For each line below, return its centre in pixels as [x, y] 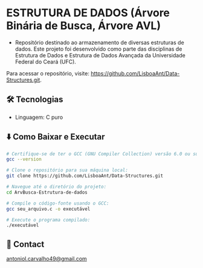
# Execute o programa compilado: [48, 220]
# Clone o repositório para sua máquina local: [67, 170]
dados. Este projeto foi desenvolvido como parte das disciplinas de [98, 49]
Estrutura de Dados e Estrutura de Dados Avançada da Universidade [100, 55]
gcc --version [24, 159]
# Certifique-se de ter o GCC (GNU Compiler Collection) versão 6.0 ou [98, 154]
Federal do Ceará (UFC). [46, 62]
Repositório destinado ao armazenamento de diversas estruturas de [99, 42]
